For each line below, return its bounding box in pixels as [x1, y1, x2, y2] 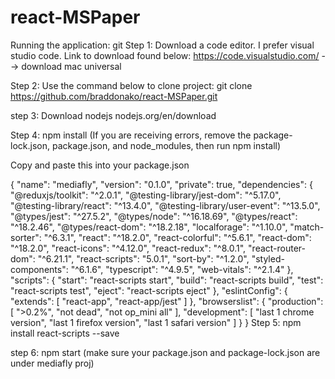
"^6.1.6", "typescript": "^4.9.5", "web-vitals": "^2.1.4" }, [70, 263, 294, 275]
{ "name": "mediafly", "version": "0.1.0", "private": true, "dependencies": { [10, 178, 313, 190]
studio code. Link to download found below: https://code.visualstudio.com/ [10, 49, 320, 61]
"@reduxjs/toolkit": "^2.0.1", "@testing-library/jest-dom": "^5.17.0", [10, 189, 282, 201]
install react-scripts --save [10, 327, 120, 339]
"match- [289, 221, 325, 233]
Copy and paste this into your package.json [10, 159, 190, 171]
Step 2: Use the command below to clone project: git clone [10, 79, 253, 91]
